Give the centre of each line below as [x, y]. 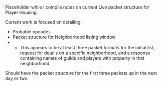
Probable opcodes [32, 32]
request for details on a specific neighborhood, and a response [85, 53]
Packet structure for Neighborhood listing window [64, 37]
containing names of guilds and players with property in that [82, 58]
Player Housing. [22, 12]
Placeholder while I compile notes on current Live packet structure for [77, 7]
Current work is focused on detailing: [43, 22]
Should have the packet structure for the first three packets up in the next [81, 73]
